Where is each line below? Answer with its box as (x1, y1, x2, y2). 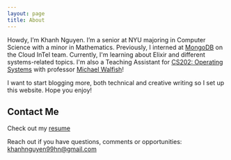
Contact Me (7, 105, 59, 118)
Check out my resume (7, 124, 71, 132)
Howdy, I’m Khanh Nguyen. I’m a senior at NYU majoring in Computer (7, 35, 206, 44)
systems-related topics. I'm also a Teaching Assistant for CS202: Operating (7, 57, 223, 66)
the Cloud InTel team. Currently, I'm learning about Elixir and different (7, 50, 205, 59)
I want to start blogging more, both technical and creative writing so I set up (7, 78, 225, 87)
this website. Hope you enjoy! (7, 86, 93, 94)
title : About (7, 17, 45, 24)
